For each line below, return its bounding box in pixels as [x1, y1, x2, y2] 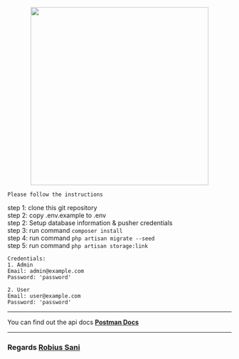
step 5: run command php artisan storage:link [7, 241, 148, 249]
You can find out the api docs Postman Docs [7, 318, 139, 326]
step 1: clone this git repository [7, 204, 97, 212]
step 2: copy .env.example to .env [7, 211, 107, 219]
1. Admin [7, 261, 33, 269]
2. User [7, 286, 31, 293]
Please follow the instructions [7, 191, 103, 198]
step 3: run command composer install [7, 227, 123, 234]
